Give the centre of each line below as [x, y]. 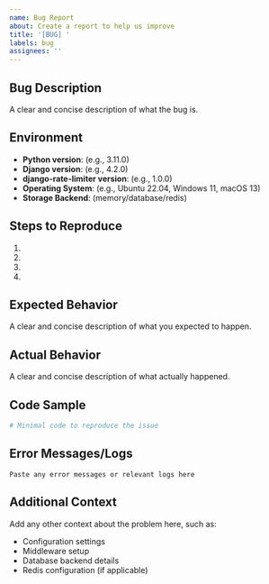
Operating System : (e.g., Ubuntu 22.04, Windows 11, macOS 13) [141, 188]
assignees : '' [36, 51]
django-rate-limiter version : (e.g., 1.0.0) [97, 178]
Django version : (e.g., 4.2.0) [75, 169]
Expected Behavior [64, 304]
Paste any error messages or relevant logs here [102, 474]
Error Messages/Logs [71, 454]
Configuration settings [64, 541]
